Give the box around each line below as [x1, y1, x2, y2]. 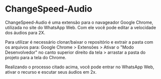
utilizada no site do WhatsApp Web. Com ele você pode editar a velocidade [5, 24, 157, 30]
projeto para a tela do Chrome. [5, 54, 67, 60]
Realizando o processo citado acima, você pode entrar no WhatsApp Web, [5, 64, 155, 70]
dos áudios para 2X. [5, 30, 45, 35]
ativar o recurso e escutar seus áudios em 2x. [5, 69, 97, 75]
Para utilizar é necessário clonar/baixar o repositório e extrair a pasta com [5, 39, 153, 45]
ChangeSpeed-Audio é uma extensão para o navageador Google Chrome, [5, 19, 153, 25]
